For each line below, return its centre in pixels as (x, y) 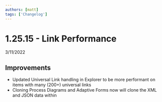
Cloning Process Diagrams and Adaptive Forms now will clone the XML (84, 90)
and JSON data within (34, 95)
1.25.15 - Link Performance (61, 39)
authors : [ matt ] (22, 10)
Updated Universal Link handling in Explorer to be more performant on (84, 80)
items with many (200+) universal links (52, 85)
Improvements (28, 68)
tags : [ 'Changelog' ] (26, 14)
